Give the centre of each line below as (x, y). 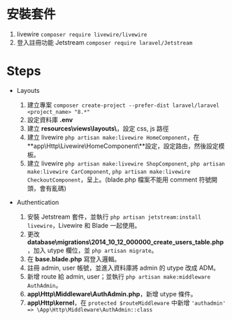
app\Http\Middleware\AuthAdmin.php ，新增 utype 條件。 (112, 293)
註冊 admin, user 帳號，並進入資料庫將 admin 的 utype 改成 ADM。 (123, 268)
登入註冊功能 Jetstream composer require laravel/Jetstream (104, 42)
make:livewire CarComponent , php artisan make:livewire (109, 171)
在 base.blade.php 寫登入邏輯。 (74, 259)
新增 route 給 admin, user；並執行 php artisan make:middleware (119, 276)
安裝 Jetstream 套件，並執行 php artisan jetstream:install (114, 217)
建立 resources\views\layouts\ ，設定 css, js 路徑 (98, 128)
